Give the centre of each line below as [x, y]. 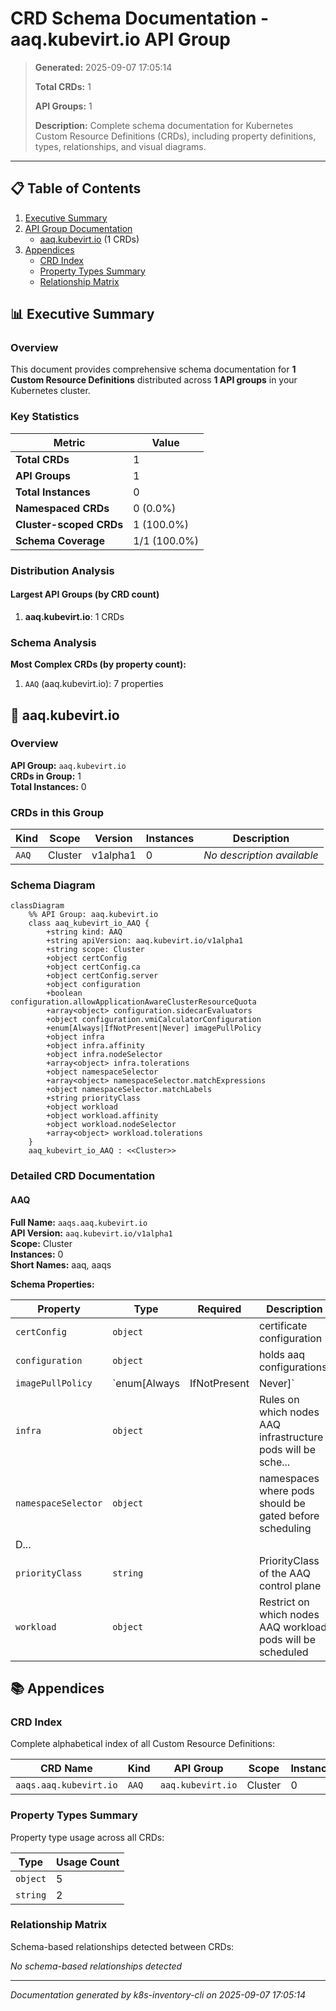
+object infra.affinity [95, 1046]
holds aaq [282, 1354]
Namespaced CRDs [62, 508]
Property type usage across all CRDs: [87, 1837]
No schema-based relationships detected [96, 1966]
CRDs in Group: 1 [46, 776]
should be [282, 1503]
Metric [69, 442]
